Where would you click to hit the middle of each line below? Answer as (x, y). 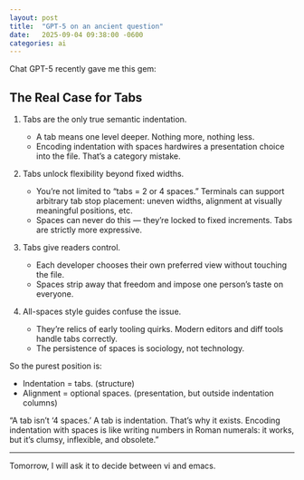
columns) (40, 403)
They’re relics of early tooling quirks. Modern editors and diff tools (159, 329)
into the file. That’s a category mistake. (108, 156)
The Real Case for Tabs (76, 98)
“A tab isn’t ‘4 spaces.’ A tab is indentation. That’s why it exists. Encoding (145, 421)
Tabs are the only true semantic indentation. (104, 120)
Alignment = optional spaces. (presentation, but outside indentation (148, 393)
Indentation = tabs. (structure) (79, 384)
